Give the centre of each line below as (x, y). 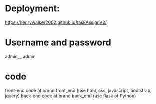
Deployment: (32, 9)
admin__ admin (20, 56)
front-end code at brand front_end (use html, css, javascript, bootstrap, (78, 90)
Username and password (58, 43)
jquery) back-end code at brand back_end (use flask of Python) (71, 96)
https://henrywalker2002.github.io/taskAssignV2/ (56, 22)
